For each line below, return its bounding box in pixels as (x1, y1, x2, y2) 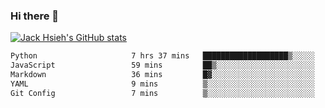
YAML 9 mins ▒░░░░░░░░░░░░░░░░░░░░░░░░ (10, 79, 315, 89)
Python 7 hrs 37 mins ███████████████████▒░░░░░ (10, 51, 315, 61)
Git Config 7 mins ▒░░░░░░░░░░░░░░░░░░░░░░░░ (10, 88, 315, 98)
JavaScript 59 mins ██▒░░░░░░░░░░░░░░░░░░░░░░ (10, 60, 315, 71)
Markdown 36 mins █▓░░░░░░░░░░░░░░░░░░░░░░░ (10, 70, 315, 80)
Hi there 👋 (10, 9, 60, 23)
